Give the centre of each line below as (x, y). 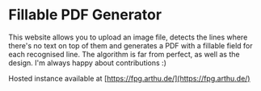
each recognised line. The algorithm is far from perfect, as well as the (124, 54)
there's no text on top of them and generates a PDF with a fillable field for (130, 45)
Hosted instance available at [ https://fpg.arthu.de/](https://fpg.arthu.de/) (129, 78)
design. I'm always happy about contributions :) (88, 63)
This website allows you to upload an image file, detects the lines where (128, 37)
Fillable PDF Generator (85, 15)
